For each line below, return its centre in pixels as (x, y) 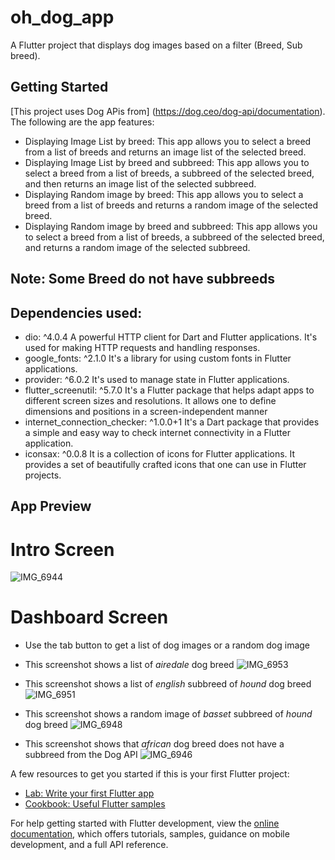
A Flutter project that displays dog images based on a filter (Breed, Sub (156, 45)
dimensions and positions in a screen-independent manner (146, 411)
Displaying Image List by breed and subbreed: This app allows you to (167, 162)
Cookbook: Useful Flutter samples (95, 804)
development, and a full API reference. (89, 845)
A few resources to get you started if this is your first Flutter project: (150, 774)
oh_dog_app (62, 17)
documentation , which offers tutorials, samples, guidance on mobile (150, 834)
